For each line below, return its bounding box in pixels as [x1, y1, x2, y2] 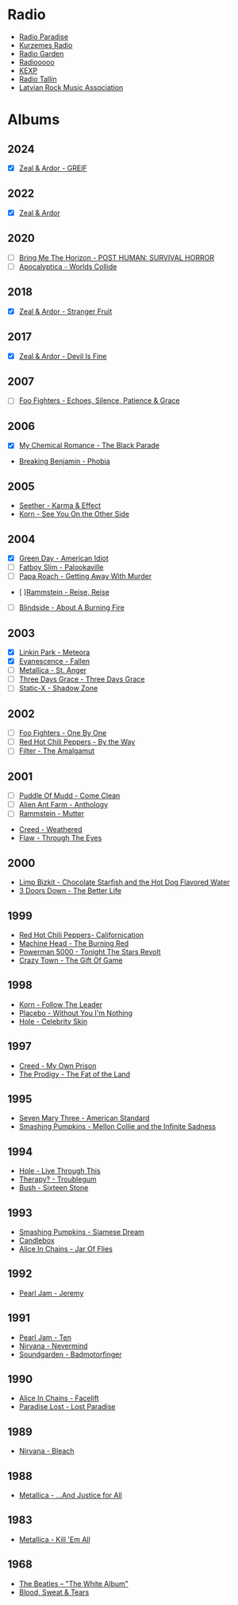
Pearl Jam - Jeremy [18, 1288, 84, 1298]
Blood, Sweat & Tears [18, 1587, 90, 1597]
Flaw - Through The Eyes [18, 834, 102, 843]
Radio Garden [18, 49, 64, 58]
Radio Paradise [18, 32, 69, 41]
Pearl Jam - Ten [18, 1332, 72, 1342]
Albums [7, 111, 60, 129]
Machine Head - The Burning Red [18, 938, 129, 948]
